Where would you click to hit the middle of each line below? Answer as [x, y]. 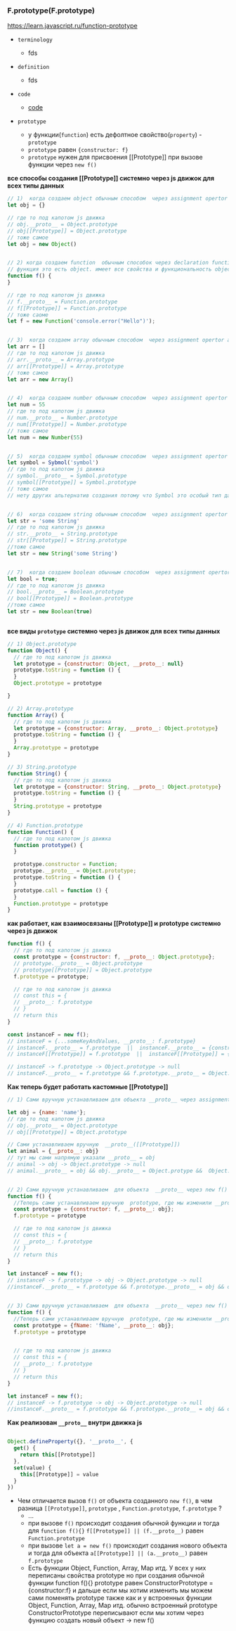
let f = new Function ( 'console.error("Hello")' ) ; [81, 321]
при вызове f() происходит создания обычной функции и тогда [124, 1523]
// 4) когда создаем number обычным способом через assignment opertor [118, 398]
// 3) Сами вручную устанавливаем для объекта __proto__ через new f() [118, 1306]
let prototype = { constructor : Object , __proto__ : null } [99, 664]
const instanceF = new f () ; [48, 1034]
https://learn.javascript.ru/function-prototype [73, 26]
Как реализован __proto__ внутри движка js [75, 1423]
